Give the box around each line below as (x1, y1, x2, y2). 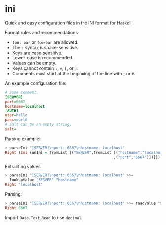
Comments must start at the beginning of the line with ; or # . (12, 70, 136, 76)
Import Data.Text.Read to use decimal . (5, 214, 83, 220)
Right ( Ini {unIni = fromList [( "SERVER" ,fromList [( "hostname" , (5, 150, 142, 155)
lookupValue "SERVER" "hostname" (9, 177, 79, 183)
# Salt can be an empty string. (5, 122, 72, 127)
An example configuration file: (5, 80, 67, 86)
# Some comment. (5, 90, 39, 95)
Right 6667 (5, 205, 28, 210)
